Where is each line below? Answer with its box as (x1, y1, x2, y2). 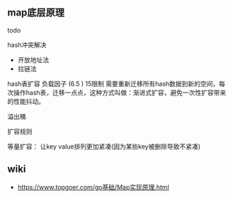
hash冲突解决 (7, 40, 47, 49)
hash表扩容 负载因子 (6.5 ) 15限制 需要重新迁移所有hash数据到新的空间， (7, 79, 220, 88)
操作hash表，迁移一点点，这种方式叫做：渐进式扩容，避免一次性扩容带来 (13, 88, 227, 97)
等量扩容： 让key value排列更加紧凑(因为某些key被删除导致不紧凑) (7, 142, 200, 151)
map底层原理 (7, 6, 65, 19)
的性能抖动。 (7, 97, 45, 105)
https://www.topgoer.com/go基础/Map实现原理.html (17, 182, 170, 191)
